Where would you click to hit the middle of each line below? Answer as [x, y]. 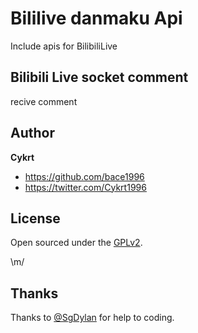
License [35, 218]
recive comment [44, 101]
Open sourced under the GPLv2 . [76, 243]
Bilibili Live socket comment [99, 77]
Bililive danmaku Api [96, 18]
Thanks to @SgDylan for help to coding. [92, 318]
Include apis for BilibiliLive [64, 46]
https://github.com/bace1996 [84, 176]
